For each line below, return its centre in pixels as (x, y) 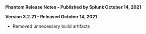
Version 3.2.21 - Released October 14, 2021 (51, 17)
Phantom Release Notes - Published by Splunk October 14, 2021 (73, 7)
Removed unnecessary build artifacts (51, 26)
